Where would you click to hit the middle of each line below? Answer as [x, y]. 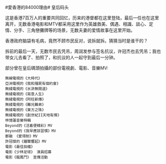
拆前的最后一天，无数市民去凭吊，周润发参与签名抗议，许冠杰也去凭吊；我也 [83, 51]
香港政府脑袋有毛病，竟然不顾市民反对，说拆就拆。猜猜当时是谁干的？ [77, 41]
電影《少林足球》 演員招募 [28, 152]
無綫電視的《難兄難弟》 [25, 105]
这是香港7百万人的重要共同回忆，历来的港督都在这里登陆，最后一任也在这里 [82, 18]
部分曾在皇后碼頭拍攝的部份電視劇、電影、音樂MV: [57, 68]
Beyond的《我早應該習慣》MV [31, 131]
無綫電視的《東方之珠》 [25, 110]
